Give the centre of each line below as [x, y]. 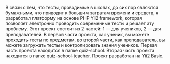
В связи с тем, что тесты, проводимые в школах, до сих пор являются [82, 7]
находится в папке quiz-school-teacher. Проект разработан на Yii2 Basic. [84, 56]
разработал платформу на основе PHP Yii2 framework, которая [74, 18]
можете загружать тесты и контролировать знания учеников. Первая [81, 45]
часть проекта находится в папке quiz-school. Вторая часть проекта [80, 51]
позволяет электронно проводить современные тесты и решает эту [80, 23]
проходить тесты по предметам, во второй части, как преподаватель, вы [85, 40]
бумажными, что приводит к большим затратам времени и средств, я [82, 13]
